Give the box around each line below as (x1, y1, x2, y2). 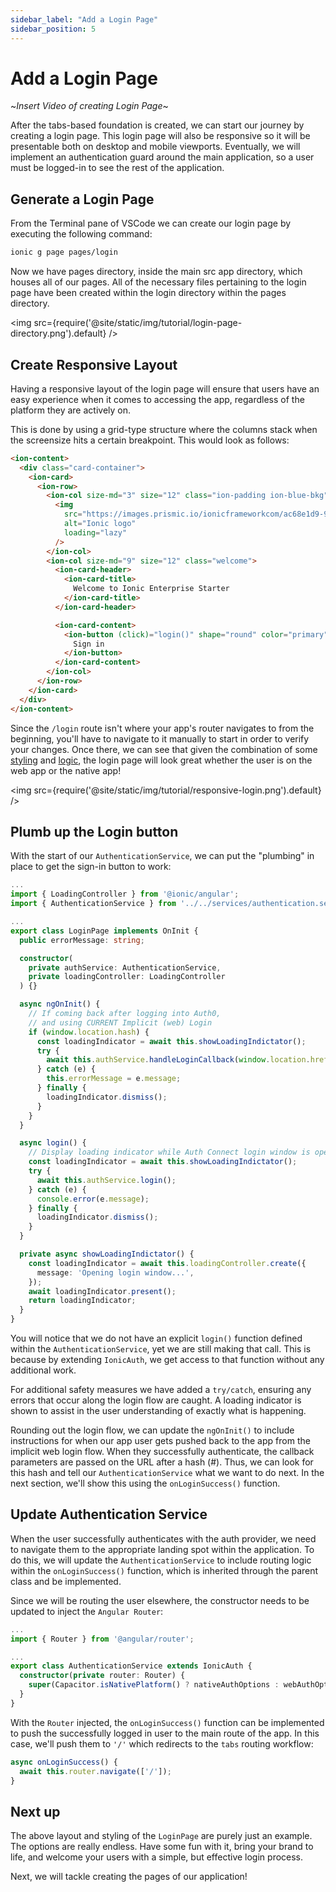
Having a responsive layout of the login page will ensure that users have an (10, 382, 320, 395)
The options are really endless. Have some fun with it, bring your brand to (10, 1841, 314, 1853)
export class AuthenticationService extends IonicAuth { (10, 1661, 253, 1671)
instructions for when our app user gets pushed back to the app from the (10, 1435, 311, 1446)
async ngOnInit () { (19, 999, 101, 1010)
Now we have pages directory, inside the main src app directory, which (10, 266, 303, 278)
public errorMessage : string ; (19, 935, 145, 945)
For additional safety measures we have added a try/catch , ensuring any (10, 1384, 312, 1395)
